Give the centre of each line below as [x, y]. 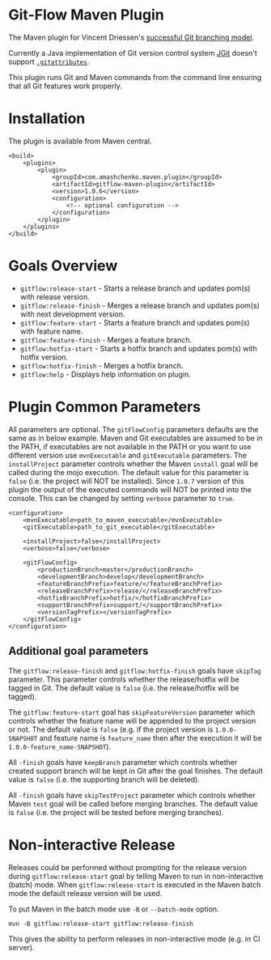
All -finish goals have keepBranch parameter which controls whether [123, 762]
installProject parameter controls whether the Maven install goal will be [133, 464]
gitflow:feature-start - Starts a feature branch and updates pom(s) [135, 322]
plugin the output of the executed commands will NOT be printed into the [130, 489]
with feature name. [51, 331]
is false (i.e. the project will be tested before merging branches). [116, 812]
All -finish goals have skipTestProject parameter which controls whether [132, 795]
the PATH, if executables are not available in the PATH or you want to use [130, 446]
